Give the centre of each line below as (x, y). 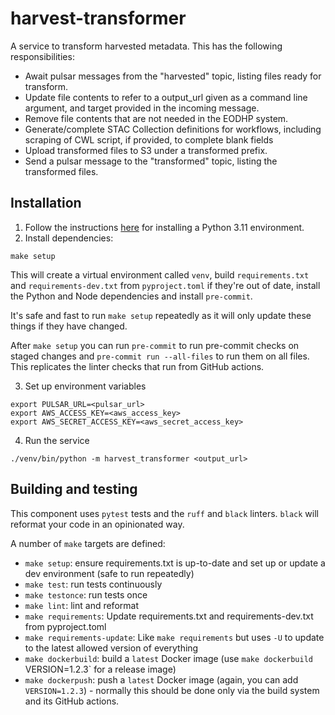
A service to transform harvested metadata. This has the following (146, 46)
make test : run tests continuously (93, 584)
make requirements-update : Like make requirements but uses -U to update (174, 637)
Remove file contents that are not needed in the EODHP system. (156, 118)
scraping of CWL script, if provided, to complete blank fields (149, 139)
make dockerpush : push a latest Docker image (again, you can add (161, 679)
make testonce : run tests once (86, 594)
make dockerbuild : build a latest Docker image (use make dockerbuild (169, 658)
